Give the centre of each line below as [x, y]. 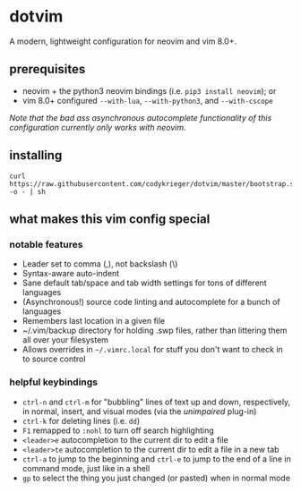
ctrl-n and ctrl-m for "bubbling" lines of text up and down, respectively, [156, 402]
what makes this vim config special [110, 219]
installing [36, 155]
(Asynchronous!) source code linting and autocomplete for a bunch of [151, 302]
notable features [46, 244]
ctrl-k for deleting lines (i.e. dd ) [81, 420]
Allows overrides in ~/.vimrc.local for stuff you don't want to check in [153, 350]
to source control [54, 359]
